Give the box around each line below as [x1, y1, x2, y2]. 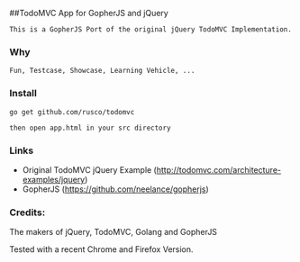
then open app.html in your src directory [9, 123, 171, 132]
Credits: [9, 206, 46, 219]
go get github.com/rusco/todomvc [9, 107, 135, 116]
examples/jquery [22, 174, 86, 185]
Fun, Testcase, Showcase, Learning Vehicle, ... [9, 67, 195, 76]
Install [9, 87, 38, 100]
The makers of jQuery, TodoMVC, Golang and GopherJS [9, 227, 218, 238]
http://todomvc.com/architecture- [156, 164, 282, 175]
